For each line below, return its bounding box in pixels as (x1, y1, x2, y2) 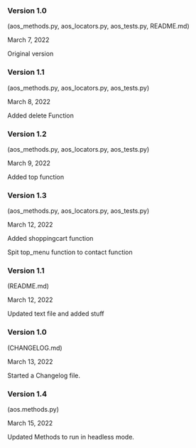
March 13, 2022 (7, 357, 53, 365)
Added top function (7, 172, 65, 181)
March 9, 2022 (7, 159, 51, 167)
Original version (7, 49, 54, 58)
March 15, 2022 (7, 419, 53, 427)
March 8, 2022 (7, 97, 51, 105)
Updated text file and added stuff (7, 309, 104, 318)
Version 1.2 (7, 129, 48, 139)
